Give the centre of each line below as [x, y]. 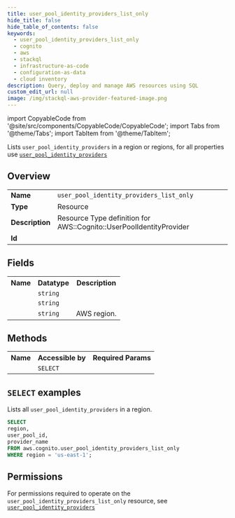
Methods [27, 338]
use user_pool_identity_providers [57, 154]
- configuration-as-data [50, 72]
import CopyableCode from [47, 118]
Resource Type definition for [104, 218]
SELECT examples [44, 392]
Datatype [54, 282]
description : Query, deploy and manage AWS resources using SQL [103, 86]
